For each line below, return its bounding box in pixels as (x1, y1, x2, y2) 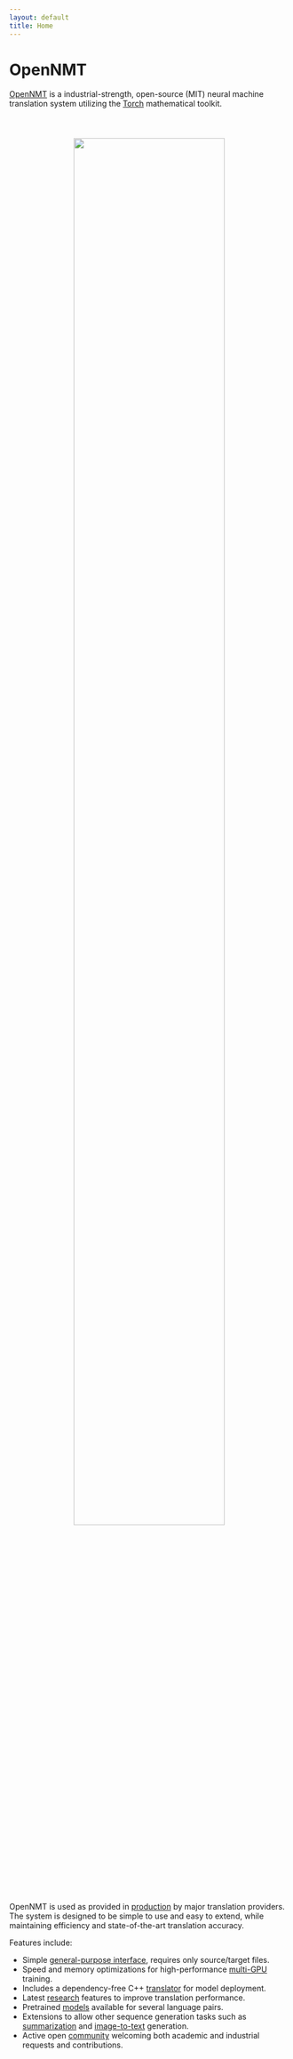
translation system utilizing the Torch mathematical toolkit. (9, 99, 223, 109)
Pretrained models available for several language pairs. (21, 2002, 224, 2013)
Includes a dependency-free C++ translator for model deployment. (21, 1983, 266, 1994)
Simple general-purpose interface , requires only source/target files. (21, 1955, 270, 1966)
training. (21, 1974, 53, 1984)
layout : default (9, 12, 69, 22)
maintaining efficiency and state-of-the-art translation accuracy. (9, 1920, 244, 1931)
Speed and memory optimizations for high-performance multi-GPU (21, 1964, 268, 1975)
